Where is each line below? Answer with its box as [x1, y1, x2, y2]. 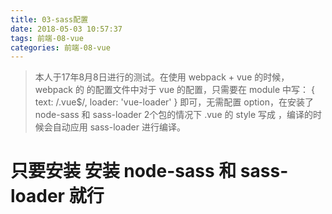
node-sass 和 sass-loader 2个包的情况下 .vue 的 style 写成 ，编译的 [34, 109, 314, 121]
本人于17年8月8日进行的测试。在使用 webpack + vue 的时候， [34, 71, 290, 83]
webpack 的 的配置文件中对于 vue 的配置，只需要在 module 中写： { [34, 84, 315, 96]
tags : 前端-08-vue [10, 33, 84, 43]
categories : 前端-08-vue [10, 42, 111, 53]
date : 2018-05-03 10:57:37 [10, 24, 123, 34]
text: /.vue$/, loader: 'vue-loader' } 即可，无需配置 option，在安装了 [34, 96, 314, 108]
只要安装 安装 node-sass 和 [10, 160, 237, 183]
